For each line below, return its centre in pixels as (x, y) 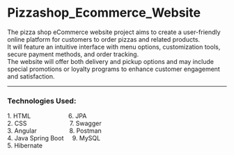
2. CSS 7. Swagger (55, 124)
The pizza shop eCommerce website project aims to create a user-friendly (114, 32)
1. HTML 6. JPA (47, 116)
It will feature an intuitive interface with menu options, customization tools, (114, 47)
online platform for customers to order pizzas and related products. (104, 39)
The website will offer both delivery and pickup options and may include (111, 61)
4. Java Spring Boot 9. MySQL (54, 138)
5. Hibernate (25, 146)
